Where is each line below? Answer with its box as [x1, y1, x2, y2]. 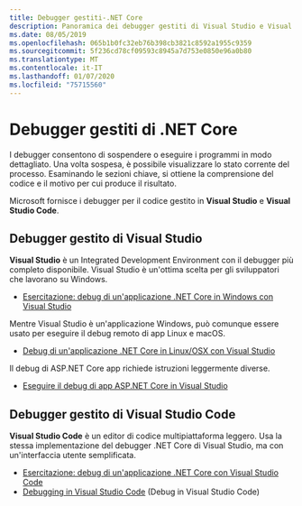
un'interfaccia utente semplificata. [9, 450, 137, 461]
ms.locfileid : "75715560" [9, 80, 106, 89]
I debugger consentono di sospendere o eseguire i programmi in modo [9, 149, 272, 160]
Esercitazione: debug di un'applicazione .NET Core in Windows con [22, 291, 273, 302]
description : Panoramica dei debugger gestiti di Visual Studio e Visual [9, 22, 293, 31]
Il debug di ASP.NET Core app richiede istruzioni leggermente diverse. [9, 363, 270, 374]
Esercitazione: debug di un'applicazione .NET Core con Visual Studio [22, 467, 279, 478]
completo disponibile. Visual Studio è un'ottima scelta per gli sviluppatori [9, 264, 279, 275]
